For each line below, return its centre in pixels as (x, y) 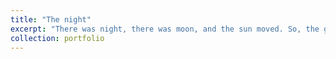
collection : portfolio (57, 38)
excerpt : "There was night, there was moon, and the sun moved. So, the (165, 29)
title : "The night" (51, 19)
